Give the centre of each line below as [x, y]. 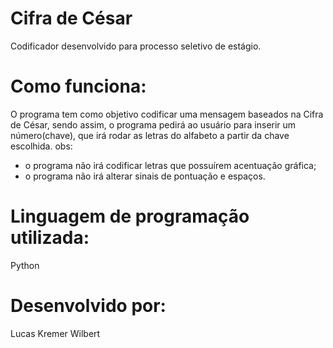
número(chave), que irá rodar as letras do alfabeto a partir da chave [150, 135]
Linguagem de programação [130, 216]
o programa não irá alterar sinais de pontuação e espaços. [145, 176]
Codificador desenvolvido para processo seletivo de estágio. [136, 46]
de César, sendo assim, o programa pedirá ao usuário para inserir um [153, 124]
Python [25, 265]
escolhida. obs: [41, 146]
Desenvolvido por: [88, 306]
